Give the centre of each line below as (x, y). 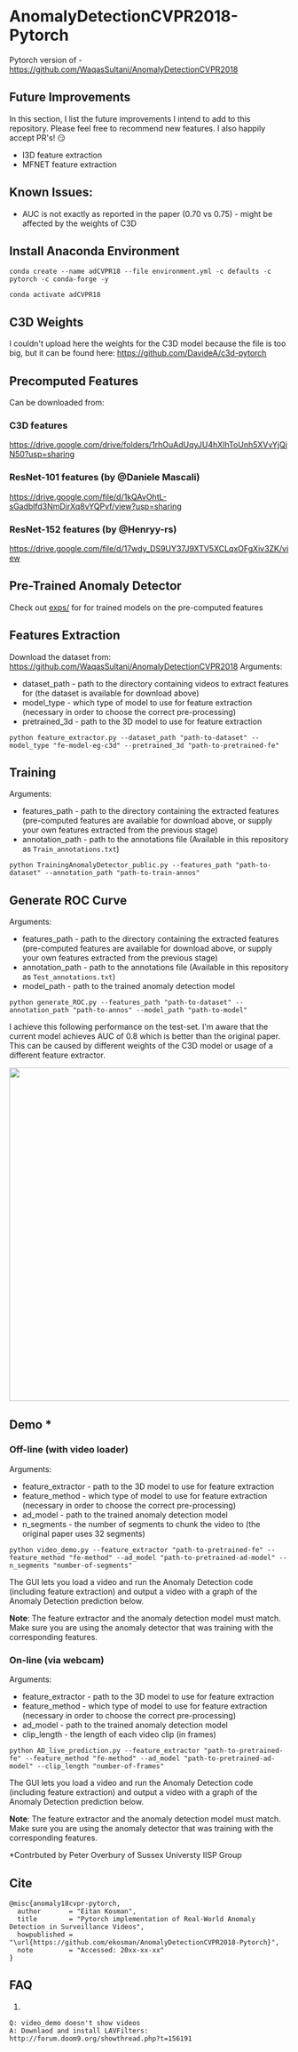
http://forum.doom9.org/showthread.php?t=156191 (101, 2039)
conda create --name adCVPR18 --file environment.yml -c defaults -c (141, 272)
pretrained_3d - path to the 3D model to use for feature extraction (142, 721)
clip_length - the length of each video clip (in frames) (119, 1734)
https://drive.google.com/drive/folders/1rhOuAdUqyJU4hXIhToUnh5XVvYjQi (149, 445)
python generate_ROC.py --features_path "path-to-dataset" (121, 1002)
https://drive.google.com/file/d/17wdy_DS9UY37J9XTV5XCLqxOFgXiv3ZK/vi (149, 548)
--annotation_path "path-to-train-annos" (122, 873)
